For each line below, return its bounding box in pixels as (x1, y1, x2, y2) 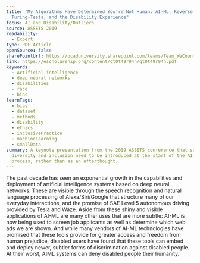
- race (11, 86, 28, 92)
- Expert (11, 36, 33, 42)
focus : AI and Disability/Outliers (6, 20, 95, 26)
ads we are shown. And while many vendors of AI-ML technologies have (6, 225, 184, 232)
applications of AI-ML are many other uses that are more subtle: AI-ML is (6, 212, 185, 220)
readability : (6, 31, 39, 37)
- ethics (11, 125, 33, 131)
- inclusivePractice (11, 130, 62, 137)
